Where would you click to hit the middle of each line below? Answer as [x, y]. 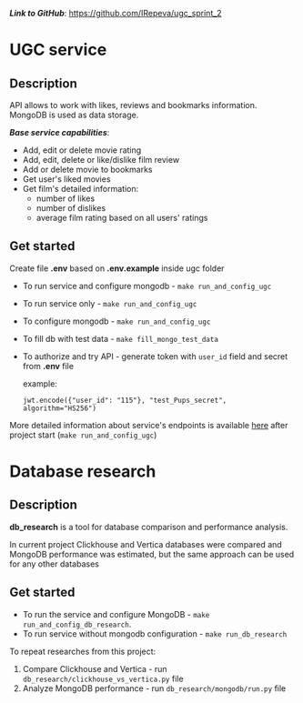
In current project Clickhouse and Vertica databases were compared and [146, 544]
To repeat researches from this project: [83, 651]
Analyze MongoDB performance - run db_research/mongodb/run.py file [154, 688]
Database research [83, 471]
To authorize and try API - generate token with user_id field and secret [155, 356]
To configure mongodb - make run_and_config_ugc [116, 321]
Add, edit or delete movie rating [82, 150]
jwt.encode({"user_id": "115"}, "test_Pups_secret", [125, 400]
